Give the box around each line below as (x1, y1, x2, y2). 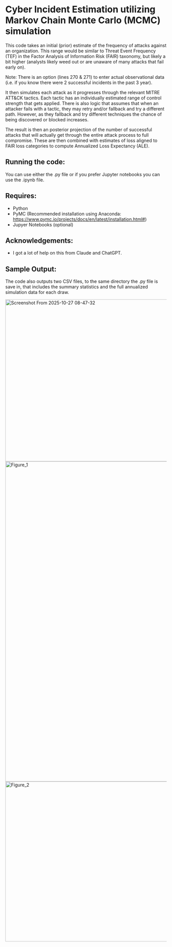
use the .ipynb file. (5, 177, 45, 183)
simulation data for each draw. (5, 289, 69, 296)
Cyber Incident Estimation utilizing (5, 4, 156, 15)
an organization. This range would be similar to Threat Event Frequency (5, 48, 156, 54)
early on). (5, 64, 26, 70)
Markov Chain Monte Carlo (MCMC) (5, 14, 161, 26)
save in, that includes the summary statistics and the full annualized (5, 284, 148, 290)
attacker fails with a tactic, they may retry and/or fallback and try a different (5, 106, 165, 112)
